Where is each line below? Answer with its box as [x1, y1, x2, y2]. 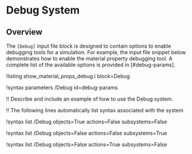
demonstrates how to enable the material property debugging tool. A [6, 55, 173, 62]
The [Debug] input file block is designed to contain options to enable [6, 42, 171, 49]
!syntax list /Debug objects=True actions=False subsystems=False [6, 118, 167, 125]
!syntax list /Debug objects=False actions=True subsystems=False [6, 141, 167, 148]
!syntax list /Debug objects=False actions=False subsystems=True [6, 130, 167, 136]
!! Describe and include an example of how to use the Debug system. [6, 95, 174, 102]
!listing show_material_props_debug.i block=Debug [6, 73, 130, 79]
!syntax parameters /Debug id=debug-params [6, 84, 118, 91]
